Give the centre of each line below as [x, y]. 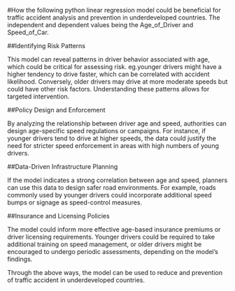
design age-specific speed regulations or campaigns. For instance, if [107, 131]
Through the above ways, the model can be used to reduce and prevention [115, 273]
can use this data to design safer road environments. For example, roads [112, 187]
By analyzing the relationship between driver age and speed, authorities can [117, 124]
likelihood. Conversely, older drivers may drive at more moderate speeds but [117, 82]
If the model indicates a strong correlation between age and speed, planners [117, 180]
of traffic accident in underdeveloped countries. [76, 280]
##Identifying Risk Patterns [47, 46]
